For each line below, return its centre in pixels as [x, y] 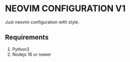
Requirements [27, 37]
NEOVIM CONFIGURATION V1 [65, 9]
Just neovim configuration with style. [42, 22]
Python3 [20, 49]
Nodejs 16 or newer [31, 54]
